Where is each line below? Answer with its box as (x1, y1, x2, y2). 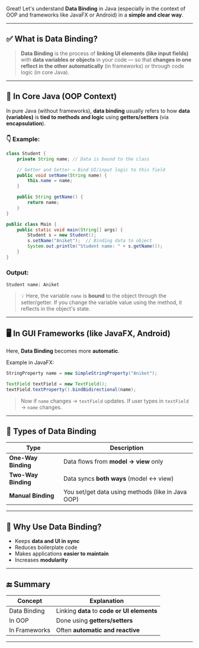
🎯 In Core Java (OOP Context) (6, 91, 117, 101)
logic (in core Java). (20, 68, 70, 76)
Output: (6, 268, 29, 276)
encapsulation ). (6, 120, 46, 127)
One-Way (9, 454, 38, 462)
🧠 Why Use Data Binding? (6, 522, 102, 532)
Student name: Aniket (6, 282, 60, 288)
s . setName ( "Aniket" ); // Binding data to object (27, 238, 152, 244)
